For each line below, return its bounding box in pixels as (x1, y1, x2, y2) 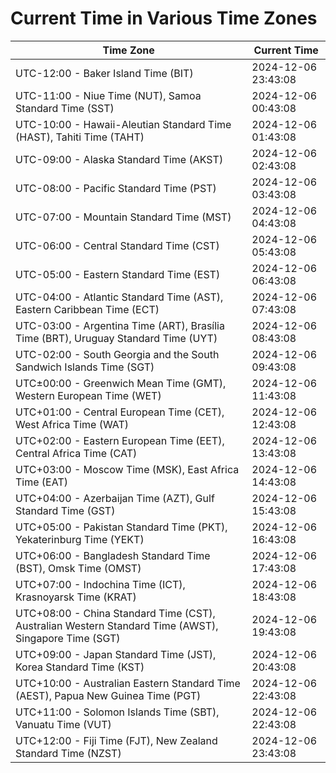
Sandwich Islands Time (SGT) (15, 360, 155, 374)
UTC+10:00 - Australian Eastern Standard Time (15, 676, 241, 690)
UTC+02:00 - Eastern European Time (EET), (15, 433, 225, 447)
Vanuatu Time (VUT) (15, 717, 112, 731)
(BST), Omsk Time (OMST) (15, 561, 142, 575)
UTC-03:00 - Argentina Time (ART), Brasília (15, 318, 225, 332)
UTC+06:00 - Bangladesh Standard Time (15, 548, 211, 562)
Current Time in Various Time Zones (10, 7, 318, 30)
